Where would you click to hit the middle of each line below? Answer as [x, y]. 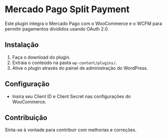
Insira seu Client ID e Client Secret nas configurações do [71, 96]
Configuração [27, 84]
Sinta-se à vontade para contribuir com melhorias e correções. [71, 130]
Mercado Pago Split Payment [67, 9]
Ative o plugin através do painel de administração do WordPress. [80, 68]
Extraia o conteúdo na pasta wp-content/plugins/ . [65, 63]
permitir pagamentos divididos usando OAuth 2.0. [57, 29]
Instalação [22, 45]
